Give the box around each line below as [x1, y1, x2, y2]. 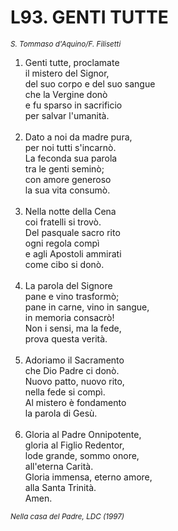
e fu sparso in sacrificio [24, 99, 123, 111]
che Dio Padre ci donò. [24, 364, 120, 376]
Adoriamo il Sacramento [24, 354, 125, 366]
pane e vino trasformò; [24, 290, 120, 302]
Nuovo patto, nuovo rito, [24, 375, 125, 387]
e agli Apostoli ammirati [24, 247, 122, 260]
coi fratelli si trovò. [24, 216, 102, 228]
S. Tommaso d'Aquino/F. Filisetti [10, 39, 122, 49]
